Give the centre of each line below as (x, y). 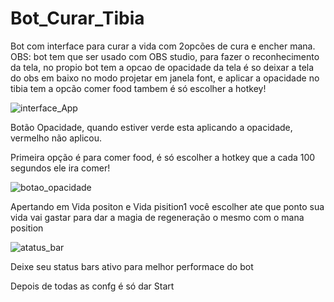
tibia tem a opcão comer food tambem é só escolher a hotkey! (138, 88)
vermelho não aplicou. (56, 138)
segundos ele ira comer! (60, 168)
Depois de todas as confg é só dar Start (92, 286)
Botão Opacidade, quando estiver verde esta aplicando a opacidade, (151, 127)
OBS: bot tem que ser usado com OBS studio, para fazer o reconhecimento (165, 56)
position (27, 228)
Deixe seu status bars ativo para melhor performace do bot (132, 266)
